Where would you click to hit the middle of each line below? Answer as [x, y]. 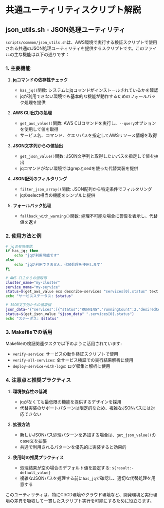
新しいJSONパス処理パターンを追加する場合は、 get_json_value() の [88, 435]
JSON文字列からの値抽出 [38, 146]
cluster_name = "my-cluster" [33, 282]
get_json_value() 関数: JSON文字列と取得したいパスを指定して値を [87, 156]
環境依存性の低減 [30, 392]
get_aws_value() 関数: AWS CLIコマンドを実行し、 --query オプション [88, 123]
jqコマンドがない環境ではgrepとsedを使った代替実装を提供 [79, 169]
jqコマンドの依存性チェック [40, 80]
